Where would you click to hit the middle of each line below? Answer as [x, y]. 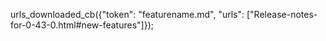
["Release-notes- [282, 14]
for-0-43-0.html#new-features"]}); [82, 25]
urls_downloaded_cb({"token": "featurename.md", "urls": [127, 14]
